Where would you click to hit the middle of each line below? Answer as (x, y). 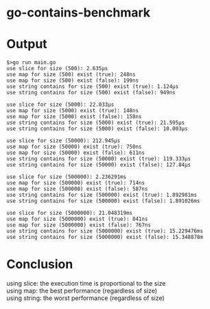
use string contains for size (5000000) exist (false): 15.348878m (105, 237)
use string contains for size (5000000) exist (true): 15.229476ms (105, 231)
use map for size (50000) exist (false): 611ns (76, 153)
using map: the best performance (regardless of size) (82, 291)
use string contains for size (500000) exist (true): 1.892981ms (102, 195)
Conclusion (40, 265)
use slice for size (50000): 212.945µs (63, 141)
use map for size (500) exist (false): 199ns (72, 81)
